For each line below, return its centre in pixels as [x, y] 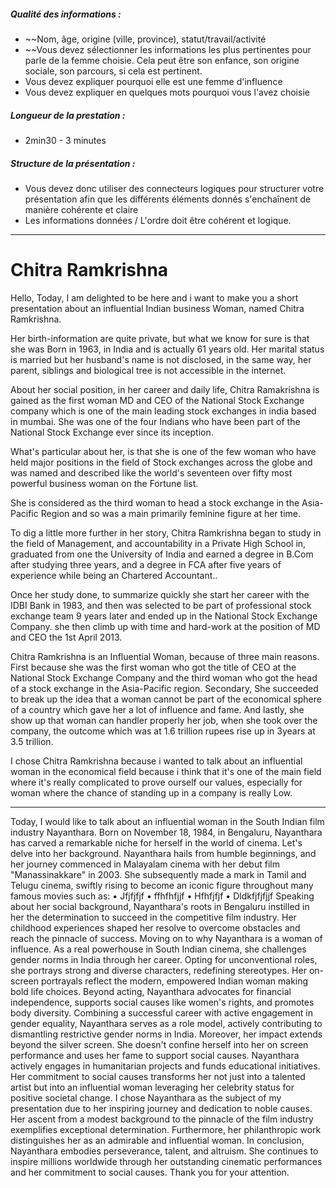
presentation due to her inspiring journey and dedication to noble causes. [161, 1108]
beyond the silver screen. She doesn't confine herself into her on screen [159, 1044]
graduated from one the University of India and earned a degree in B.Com [162, 554]
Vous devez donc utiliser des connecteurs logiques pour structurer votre [174, 188]
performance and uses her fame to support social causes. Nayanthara [155, 1055]
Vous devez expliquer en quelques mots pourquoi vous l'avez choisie [167, 92]
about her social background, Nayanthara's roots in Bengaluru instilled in [160, 906]
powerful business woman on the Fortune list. [104, 483]
